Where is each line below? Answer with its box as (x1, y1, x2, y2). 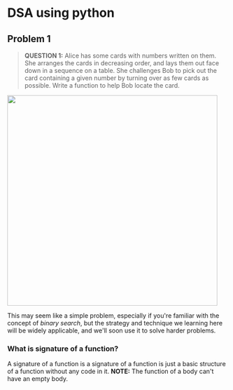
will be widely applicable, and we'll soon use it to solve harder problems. (7, 326, 216, 335)
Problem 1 (7, 33, 51, 45)
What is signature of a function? (7, 344, 119, 354)
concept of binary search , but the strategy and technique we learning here (7, 319, 223, 327)
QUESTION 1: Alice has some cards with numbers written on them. (24, 51, 217, 60)
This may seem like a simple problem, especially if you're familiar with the (7, 311, 220, 320)
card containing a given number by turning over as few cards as (24, 74, 209, 82)
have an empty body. (7, 375, 69, 383)
